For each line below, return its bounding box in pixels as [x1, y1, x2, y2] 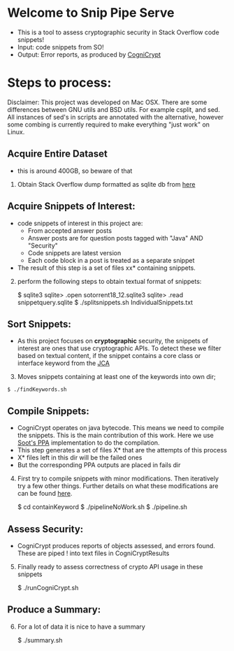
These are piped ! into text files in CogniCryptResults [17, 549, 170, 557]
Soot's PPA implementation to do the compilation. [17, 438, 160, 447]
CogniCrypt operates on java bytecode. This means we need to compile [17, 424, 225, 432]
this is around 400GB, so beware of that [17, 166, 133, 175]
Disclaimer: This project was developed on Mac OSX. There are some [7, 98, 207, 106]
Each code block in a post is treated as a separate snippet [27, 256, 195, 264]
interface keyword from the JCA [17, 359, 110, 368]
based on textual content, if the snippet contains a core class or [17, 352, 201, 360]
